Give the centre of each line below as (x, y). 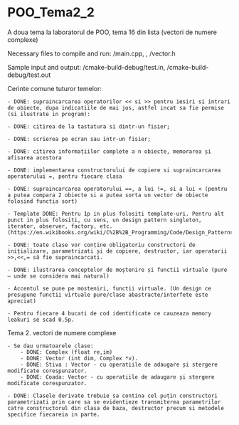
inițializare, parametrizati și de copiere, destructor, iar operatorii (117, 251)
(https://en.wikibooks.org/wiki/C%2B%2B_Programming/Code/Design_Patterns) (122, 232)
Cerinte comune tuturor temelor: (54, 88)
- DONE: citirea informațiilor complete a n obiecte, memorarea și (110, 151)
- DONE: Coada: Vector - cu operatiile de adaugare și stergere (117, 377)
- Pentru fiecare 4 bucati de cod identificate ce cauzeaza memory (110, 313)
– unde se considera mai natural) (59, 276)
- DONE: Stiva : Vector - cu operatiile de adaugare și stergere (119, 364)
